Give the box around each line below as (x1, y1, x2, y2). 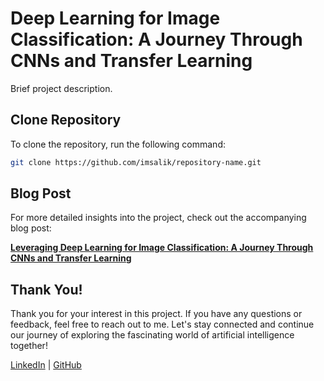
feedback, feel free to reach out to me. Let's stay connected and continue (10, 318, 315, 331)
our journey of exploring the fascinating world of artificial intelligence (10, 329, 295, 341)
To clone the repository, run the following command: (10, 138, 226, 150)
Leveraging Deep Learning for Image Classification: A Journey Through (10, 242, 314, 254)
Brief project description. (10, 82, 113, 94)
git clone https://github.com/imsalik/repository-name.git (10, 157, 262, 167)
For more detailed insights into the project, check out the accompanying (10, 212, 307, 224)
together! (10, 340, 48, 352)
